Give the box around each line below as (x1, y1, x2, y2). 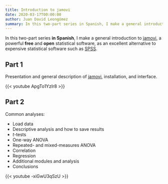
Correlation (12, 147, 36, 153)
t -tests (12, 131, 26, 137)
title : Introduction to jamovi (5, 7, 70, 13)
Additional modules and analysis (12, 158, 79, 164)
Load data (12, 121, 33, 127)
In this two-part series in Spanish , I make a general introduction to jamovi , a (5, 35, 161, 41)
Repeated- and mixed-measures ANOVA (12, 142, 96, 148)
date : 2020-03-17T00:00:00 (5, 12, 61, 17)
